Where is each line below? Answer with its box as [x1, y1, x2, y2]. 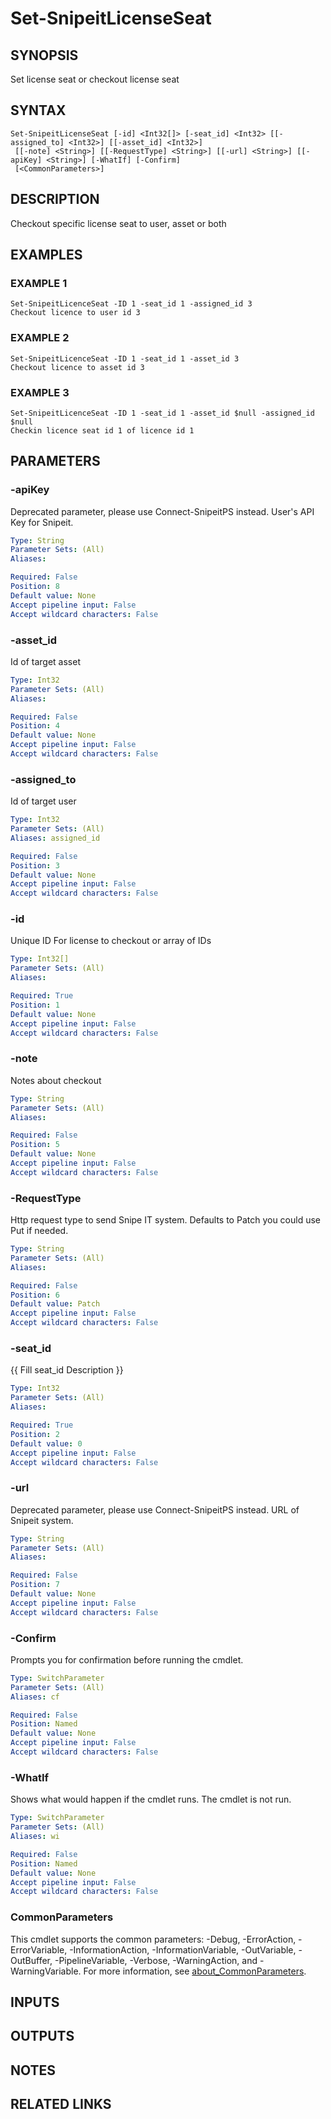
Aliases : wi [10, 1832, 60, 1842]
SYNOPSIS [10, 47, 79, 64]
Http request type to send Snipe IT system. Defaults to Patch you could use [10, 1214, 322, 1226]
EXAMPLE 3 [10, 385, 70, 399]
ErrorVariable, [10, 1943, 68, 1956]
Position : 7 [10, 1580, 60, 1590]
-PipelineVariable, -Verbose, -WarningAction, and [54, 1954, 258, 1966]
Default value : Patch [10, 1299, 101, 1309]
